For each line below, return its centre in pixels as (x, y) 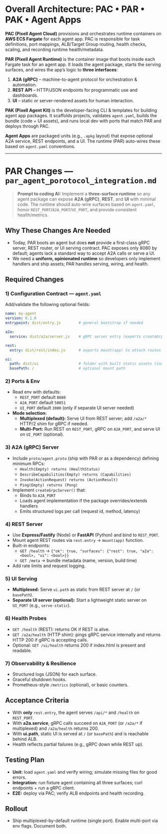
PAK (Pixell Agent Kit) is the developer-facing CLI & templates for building (81, 110)
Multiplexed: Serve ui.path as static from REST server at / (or (76, 590)
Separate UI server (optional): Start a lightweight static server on (80, 600)
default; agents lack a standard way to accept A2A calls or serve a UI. (84, 253)
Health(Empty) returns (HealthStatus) (60, 469)
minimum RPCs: (29, 463)
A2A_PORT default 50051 (43, 403)
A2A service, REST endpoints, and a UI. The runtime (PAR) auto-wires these (83, 141)
